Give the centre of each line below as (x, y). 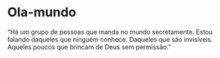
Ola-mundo (42, 12)
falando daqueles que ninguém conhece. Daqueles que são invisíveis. (110, 39)
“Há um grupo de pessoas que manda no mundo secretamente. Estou (110, 32)
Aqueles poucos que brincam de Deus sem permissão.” (89, 47)
